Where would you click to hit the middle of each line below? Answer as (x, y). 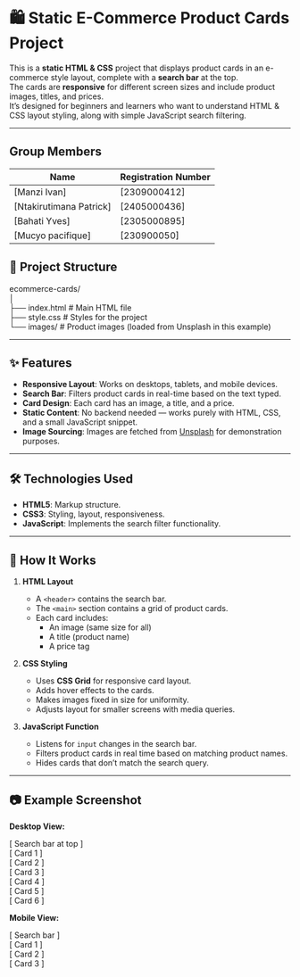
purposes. (41, 441)
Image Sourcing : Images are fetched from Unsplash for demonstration (152, 432)
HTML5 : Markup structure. (71, 505)
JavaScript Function (61, 726)
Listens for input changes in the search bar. (116, 744)
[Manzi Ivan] (40, 192)
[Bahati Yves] (42, 220)
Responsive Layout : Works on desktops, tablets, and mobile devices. (150, 385)
